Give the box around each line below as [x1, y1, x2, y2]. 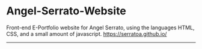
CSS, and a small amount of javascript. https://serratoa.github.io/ [6, 30, 167, 37]
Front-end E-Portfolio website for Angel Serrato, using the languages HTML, [6, 24, 195, 31]
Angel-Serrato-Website [6, 4, 126, 18]
